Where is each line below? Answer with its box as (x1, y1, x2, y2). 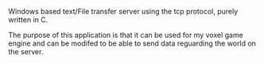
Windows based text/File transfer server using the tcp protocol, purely (8, 7, 239, 16)
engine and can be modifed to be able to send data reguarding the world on (8, 39, 257, 48)
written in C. (8, 15, 49, 24)
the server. (8, 47, 44, 56)
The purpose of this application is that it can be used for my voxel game (8, 31, 244, 39)
